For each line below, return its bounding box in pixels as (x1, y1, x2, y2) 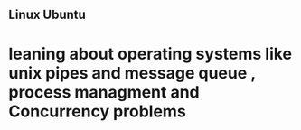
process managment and (8, 81, 200, 102)
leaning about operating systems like (8, 43, 293, 64)
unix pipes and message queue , (8, 62, 257, 83)
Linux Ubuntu (8, 7, 87, 23)
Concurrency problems (8, 101, 186, 121)
